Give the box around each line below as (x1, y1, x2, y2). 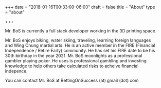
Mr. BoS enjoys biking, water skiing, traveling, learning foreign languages (5, 37, 151, 43)
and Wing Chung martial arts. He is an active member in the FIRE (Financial (5, 43, 156, 48)
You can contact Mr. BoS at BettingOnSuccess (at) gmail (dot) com (5, 77, 139, 83)
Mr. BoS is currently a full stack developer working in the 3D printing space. (5, 28, 157, 33)
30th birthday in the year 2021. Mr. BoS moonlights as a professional (5, 53, 143, 59)
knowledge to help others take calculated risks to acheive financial (5, 63, 139, 69)
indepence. (5, 68, 28, 74)
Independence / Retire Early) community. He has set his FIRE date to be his (5, 48, 155, 53)
